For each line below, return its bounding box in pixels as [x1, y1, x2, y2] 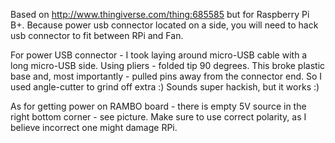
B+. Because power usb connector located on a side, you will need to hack [10, 19, 319, 31]
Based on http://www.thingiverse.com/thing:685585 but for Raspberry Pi [10, 9, 310, 20]
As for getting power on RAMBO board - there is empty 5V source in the [10, 100, 307, 112]
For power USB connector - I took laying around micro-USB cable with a [10, 49, 308, 61]
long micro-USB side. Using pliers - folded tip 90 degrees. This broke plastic [10, 60, 326, 71]
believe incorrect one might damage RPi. [10, 122, 178, 133]
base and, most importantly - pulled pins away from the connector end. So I [10, 70, 323, 82]
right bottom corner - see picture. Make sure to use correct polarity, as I [10, 111, 307, 123]
